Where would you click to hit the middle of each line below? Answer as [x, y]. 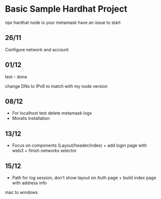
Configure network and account [37, 49]
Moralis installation [31, 119]
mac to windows [21, 192]
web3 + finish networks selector [44, 151]
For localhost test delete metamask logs [52, 113]
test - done [16, 77]
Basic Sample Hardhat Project [66, 9]
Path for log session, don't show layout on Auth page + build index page [84, 178]
